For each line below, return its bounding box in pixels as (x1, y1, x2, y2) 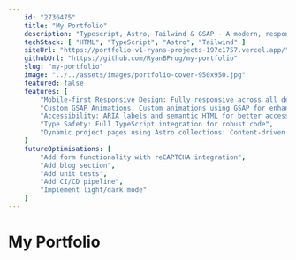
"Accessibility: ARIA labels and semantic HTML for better (40, 111, 262, 120)
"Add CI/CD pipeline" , (40, 178, 124, 187)
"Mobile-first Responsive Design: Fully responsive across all (40, 95, 277, 104)
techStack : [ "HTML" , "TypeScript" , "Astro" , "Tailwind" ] (24, 37, 247, 47)
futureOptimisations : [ (24, 144, 112, 153)
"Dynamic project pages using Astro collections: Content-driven (40, 128, 286, 137)
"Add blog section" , (40, 161, 116, 170)
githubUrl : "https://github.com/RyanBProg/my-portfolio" (24, 54, 239, 63)
